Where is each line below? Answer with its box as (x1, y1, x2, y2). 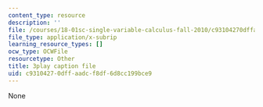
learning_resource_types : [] (8, 41, 103, 48)
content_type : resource (8, 11, 86, 20)
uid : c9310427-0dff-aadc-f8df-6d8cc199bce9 (8, 70, 153, 77)
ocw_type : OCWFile (8, 48, 68, 55)
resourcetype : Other (8, 55, 76, 63)
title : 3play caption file (8, 62, 96, 70)
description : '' (8, 19, 61, 27)
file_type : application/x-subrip (8, 33, 117, 41)
